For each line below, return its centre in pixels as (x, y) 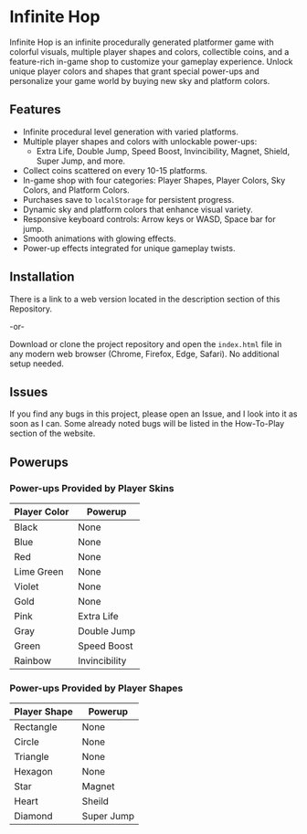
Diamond (33, 817)
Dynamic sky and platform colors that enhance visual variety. (138, 209)
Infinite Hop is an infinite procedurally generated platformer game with (142, 42)
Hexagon (33, 772)
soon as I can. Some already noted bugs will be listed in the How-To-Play (147, 424)
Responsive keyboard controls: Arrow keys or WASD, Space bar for (149, 219)
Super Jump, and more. (81, 161)
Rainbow (33, 661)
